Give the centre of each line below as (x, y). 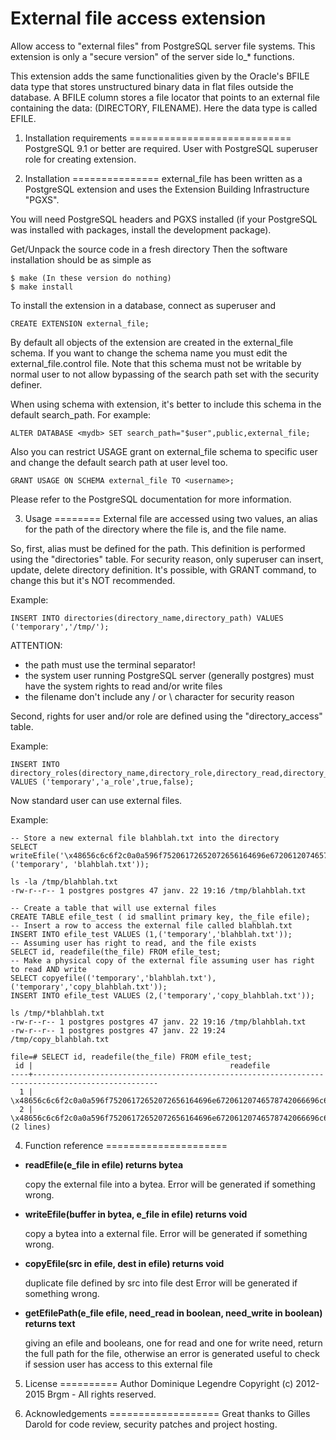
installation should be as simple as (81, 259)
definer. (26, 384)
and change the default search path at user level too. (119, 462)
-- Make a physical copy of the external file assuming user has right (162, 960)
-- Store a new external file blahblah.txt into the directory (145, 838)
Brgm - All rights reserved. (102, 1394)
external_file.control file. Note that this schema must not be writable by (156, 363)
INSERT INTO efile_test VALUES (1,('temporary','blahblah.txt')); (151, 934)
